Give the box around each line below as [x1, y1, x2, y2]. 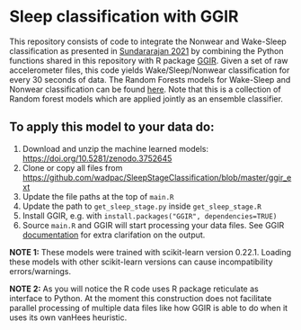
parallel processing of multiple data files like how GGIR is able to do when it [9, 302, 288, 313]
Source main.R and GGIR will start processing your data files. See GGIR [22, 219, 285, 230]
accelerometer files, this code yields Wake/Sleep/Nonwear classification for [9, 65, 290, 76]
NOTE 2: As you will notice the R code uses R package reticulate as [9, 283, 259, 294]
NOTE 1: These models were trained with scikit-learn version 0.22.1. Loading [9, 246, 292, 257]
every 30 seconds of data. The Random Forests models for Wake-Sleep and [9, 74, 291, 85]
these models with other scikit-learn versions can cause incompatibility [9, 256, 273, 267]
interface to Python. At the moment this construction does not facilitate [9, 292, 272, 303]
